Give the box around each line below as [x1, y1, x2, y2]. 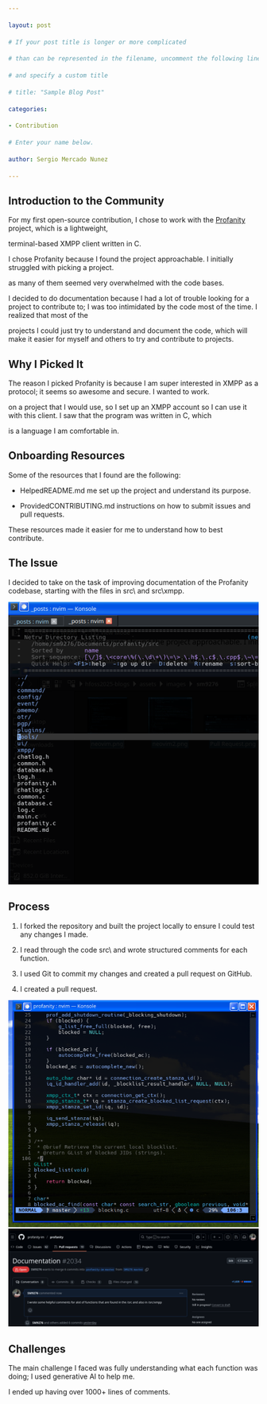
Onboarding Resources [8, 449, 126, 462]
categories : [8, 105, 48, 113]
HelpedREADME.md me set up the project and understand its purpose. [19, 485, 252, 495]
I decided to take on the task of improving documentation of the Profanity [8, 577, 249, 587]
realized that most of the [8, 311, 89, 320]
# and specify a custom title [8, 72, 109, 79]
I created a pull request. [19, 984, 98, 993]
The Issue [8, 556, 58, 570]
